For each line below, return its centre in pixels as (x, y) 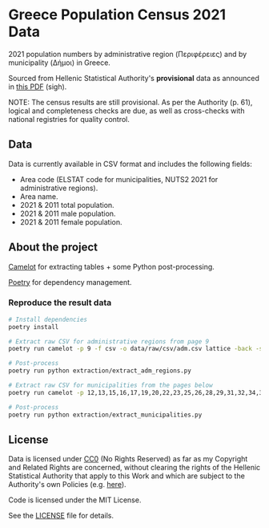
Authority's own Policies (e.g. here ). (67, 485)
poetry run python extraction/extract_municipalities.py (105, 415)
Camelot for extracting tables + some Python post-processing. (111, 266)
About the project (53, 248)
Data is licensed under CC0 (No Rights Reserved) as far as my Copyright (128, 459)
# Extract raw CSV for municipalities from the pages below (111, 386)
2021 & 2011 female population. (71, 221)
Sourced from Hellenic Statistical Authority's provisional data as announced (134, 78)
